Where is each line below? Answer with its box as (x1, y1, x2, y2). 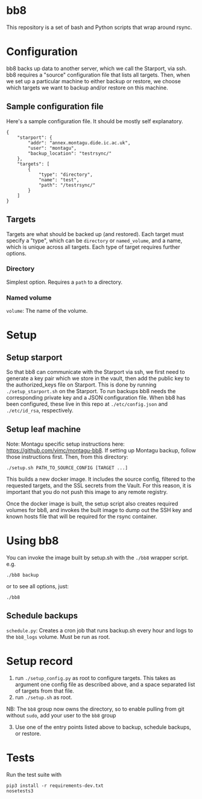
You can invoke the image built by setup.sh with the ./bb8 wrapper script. (6, 554, 189, 561)
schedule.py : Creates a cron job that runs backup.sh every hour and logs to (6, 626, 194, 634)
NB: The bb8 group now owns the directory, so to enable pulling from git (6, 705, 185, 713)
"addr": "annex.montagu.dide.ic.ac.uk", (28, 140, 131, 146)
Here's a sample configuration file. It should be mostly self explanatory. (6, 117, 183, 124)
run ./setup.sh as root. (14, 693, 72, 701)
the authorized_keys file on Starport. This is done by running (6, 381, 157, 388)
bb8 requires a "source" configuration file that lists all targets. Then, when (6, 71, 191, 79)
